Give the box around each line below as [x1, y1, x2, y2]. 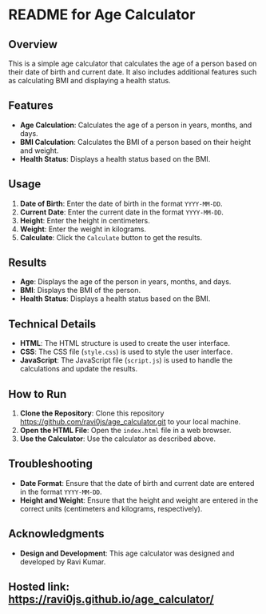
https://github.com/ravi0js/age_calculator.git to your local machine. [19, 417, 241, 427]
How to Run [8, 387, 67, 401]
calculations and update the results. [19, 364, 138, 374]
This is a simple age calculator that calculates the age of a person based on [8, 58, 257, 68]
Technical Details [8, 317, 97, 331]
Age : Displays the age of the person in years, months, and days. [19, 277, 232, 287]
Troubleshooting [8, 457, 93, 471]
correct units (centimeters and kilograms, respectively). [19, 504, 203, 513]
